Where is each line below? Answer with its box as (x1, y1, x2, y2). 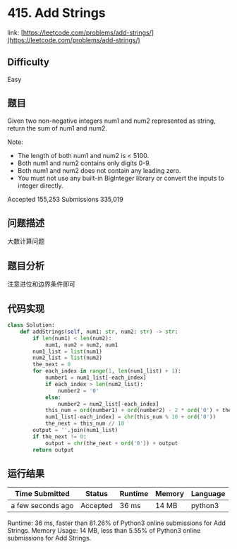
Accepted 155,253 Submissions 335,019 (7, 195, 123, 203)
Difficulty (7, 56, 49, 68)
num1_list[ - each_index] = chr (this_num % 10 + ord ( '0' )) (44, 414, 217, 421)
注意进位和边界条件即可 (7, 280, 75, 289)
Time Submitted (15, 489, 70, 499)
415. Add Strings (7, 5, 106, 21)
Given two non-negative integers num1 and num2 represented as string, (7, 116, 217, 125)
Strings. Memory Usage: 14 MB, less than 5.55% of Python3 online (7, 526, 201, 535)
